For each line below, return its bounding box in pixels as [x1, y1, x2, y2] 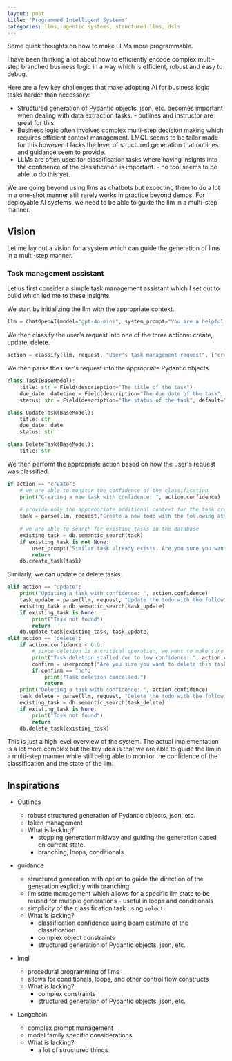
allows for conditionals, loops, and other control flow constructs [27, 975, 209, 984]
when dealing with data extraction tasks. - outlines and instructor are [17, 111, 213, 120]
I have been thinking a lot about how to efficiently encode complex [7, 55, 197, 64]
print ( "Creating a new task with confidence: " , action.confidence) [19, 494, 221, 500]
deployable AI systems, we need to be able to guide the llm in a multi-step [7, 198, 217, 207]
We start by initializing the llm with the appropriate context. [7, 305, 175, 313]
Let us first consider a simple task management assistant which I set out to [7, 284, 220, 292]
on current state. [37, 841, 86, 849]
